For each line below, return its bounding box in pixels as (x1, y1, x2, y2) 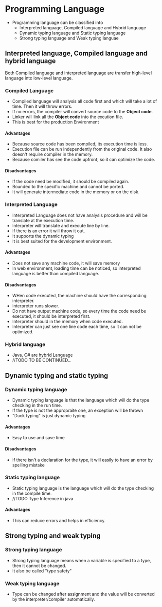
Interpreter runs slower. (12, 303, 59, 309)
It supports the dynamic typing (12, 233, 74, 239)
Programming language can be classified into (12, 20, 103, 25)
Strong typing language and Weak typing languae (19, 35, 119, 41)
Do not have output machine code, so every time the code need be (12, 308, 146, 314)
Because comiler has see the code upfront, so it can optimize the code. (12, 157, 156, 162)
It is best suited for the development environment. (12, 238, 112, 244)
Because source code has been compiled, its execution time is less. (12, 141, 148, 147)
